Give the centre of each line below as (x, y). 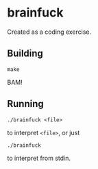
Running (26, 104)
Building (25, 53)
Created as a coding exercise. (49, 32)
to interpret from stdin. (39, 158)
